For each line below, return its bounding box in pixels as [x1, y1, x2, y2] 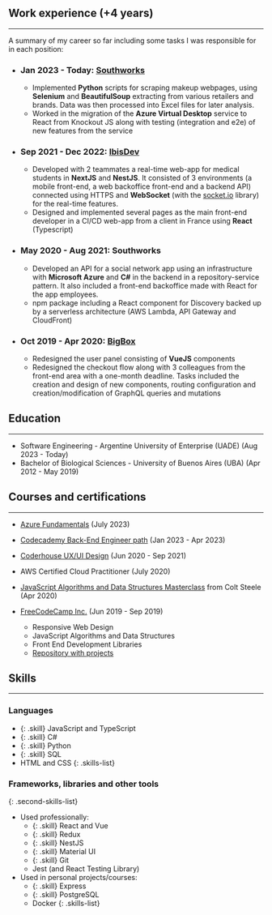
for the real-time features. [32, 199, 119, 209]
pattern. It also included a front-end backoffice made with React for [32, 280, 257, 290]
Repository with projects [32, 648, 114, 657]
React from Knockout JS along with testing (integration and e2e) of [32, 118, 256, 127]
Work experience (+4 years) [8, 6, 154, 20]
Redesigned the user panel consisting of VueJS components [32, 354, 236, 363]
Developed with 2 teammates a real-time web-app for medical [32, 165, 240, 174]
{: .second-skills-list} [8, 797, 79, 806]
